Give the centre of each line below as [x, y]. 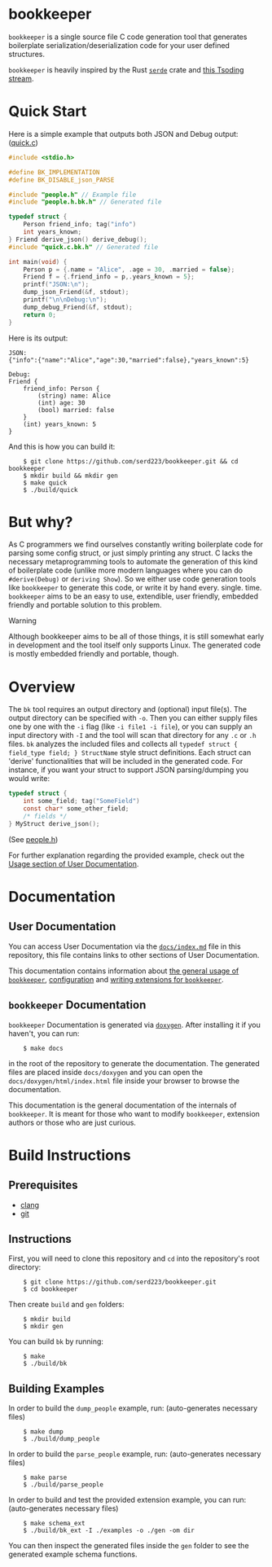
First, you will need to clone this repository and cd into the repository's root [134, 1258]
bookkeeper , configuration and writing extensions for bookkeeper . [116, 979]
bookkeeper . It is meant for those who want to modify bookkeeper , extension [134, 1113]
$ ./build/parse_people [64, 1485]
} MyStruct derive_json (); [54, 823]
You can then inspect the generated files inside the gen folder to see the [129, 1546]
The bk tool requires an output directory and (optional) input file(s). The [127, 709]
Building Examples [57, 1388]
